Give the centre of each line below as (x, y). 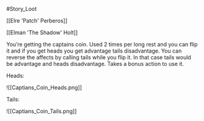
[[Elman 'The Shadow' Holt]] (42, 32)
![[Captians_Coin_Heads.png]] (44, 87)
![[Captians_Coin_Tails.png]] (42, 111)
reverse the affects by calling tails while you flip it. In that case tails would (99, 57)
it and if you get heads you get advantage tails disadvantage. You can (94, 51)
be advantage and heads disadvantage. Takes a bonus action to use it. (95, 64)
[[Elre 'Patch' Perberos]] (37, 20)
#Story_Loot (22, 9)
